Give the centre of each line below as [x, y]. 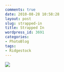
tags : [10, 46]
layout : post [18, 19]
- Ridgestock [18, 50]
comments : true [20, 10]
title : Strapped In [25, 28]
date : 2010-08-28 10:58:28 [32, 14]
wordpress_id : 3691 [25, 32]
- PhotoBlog [17, 42]
